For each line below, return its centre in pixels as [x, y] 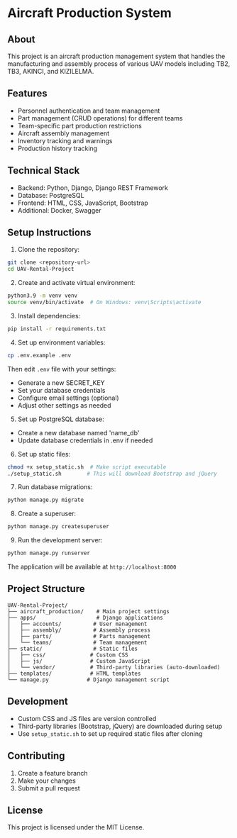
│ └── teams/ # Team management [77, 642]
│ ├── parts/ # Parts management [79, 636]
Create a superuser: [47, 514]
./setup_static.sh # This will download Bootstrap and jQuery [112, 474]
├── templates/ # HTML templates [74, 674]
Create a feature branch [53, 773]
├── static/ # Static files [73, 649]
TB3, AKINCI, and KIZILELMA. [51, 71]
